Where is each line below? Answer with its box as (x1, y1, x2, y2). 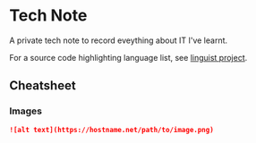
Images (9, 105, 43, 117)
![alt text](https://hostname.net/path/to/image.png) (9, 125, 215, 134)
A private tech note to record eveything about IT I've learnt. (9, 35, 228, 46)
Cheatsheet (9, 78, 76, 94)
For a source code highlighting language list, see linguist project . (9, 52, 248, 63)
